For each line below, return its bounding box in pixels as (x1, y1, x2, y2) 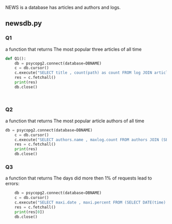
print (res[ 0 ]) (14, 209, 45, 214)
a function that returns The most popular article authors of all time (5, 118, 145, 124)
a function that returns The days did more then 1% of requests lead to (5, 175, 152, 181)
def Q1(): (5, 56, 27, 61)
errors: (5, 181, 19, 187)
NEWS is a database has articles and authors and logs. (5, 5, 121, 10)
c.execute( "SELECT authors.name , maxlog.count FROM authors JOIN (14, 137, 159, 142)
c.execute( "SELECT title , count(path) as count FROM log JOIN (14, 70, 153, 76)
